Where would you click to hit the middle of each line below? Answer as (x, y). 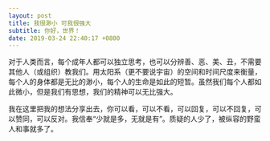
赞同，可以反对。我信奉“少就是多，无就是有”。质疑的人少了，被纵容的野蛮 (138, 119)
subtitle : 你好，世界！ (44, 30)
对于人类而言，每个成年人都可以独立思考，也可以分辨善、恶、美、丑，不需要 (135, 62)
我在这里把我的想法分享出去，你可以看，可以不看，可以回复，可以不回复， (131, 109)
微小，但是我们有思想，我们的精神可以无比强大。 (96, 92)
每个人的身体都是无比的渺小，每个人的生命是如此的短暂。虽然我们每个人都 (131, 82)
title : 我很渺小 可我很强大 (50, 23)
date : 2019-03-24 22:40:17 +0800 (64, 38)
